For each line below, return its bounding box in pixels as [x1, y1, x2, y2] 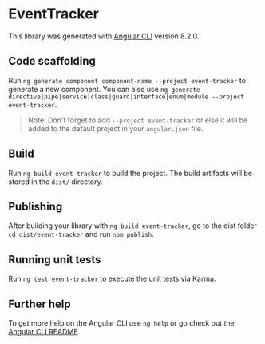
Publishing [8, 199, 63, 213]
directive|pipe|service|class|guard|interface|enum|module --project [8, 93, 245, 101]
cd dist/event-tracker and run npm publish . [8, 230, 154, 239]
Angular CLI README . [8, 327, 81, 336]
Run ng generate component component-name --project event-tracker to [8, 75, 246, 85]
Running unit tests [8, 253, 101, 266]
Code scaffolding [8, 54, 96, 68]
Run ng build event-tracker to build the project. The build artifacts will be [8, 168, 253, 178]
